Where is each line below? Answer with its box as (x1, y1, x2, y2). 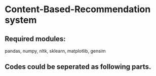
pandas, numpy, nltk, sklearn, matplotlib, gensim (5, 48, 106, 54)
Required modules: (5, 34, 66, 43)
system (5, 14, 37, 26)
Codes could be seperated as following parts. (5, 62, 151, 71)
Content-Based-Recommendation (5, 4, 151, 15)
